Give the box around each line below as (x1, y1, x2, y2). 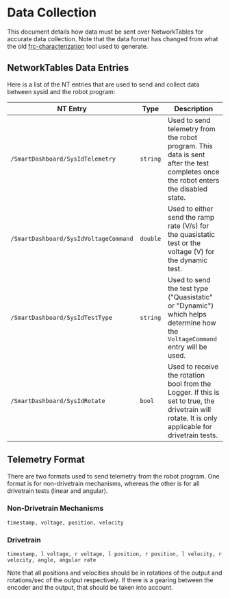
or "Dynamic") (167, 301, 214, 310)
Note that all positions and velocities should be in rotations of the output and (7, 568, 222, 577)
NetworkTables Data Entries (7, 62, 129, 73)
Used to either (167, 204, 214, 214)
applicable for (167, 422, 212, 431)
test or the (167, 238, 201, 248)
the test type (167, 284, 209, 293)
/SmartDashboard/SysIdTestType (10, 314, 113, 321)
